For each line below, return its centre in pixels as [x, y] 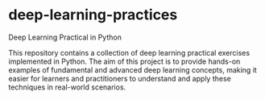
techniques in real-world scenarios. [67, 87]
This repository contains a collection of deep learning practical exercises [129, 52]
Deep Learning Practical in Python [65, 37]
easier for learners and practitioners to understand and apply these [120, 78]
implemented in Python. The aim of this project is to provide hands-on [124, 61]
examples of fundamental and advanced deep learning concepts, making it [133, 69]
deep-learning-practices [93, 15]
